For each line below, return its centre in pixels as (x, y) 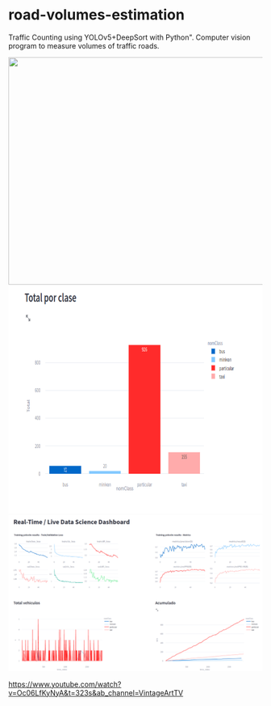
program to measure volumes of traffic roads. (84, 45)
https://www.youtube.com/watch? (65, 684)
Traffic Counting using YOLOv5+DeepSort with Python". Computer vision (129, 37)
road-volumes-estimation (97, 15)
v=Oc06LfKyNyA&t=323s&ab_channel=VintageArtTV (96, 692)
